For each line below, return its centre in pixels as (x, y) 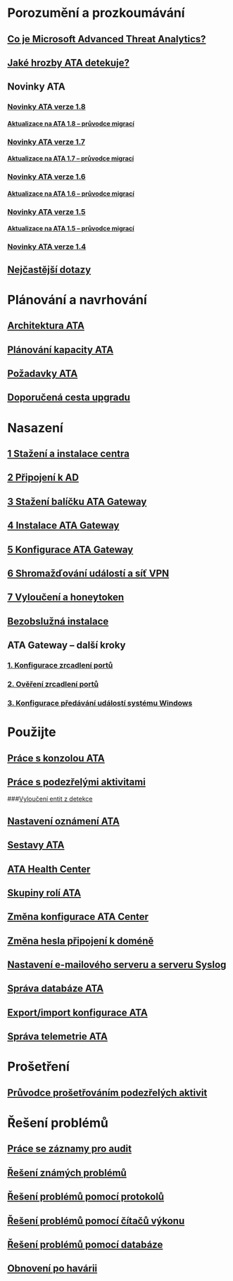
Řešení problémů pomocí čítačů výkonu (96, 1221)
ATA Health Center (49, 869)
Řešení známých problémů (67, 1173)
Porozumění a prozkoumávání (96, 13)
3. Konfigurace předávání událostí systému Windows (100, 703)
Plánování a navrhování (77, 300)
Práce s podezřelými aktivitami (76, 782)
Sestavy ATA (36, 845)
